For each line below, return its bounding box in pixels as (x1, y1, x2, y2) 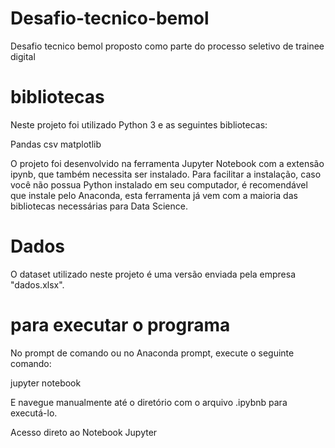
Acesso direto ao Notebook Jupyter (10, 426, 158, 438)
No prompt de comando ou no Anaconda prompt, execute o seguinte (10, 347, 295, 359)
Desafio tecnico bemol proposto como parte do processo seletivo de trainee (10, 40, 325, 52)
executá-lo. (10, 407, 58, 419)
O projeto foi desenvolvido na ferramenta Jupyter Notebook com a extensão (10, 157, 325, 169)
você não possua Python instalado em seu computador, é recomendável (10, 178, 308, 191)
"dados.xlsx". (10, 278, 65, 291)
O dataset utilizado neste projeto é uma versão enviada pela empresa (10, 268, 297, 280)
